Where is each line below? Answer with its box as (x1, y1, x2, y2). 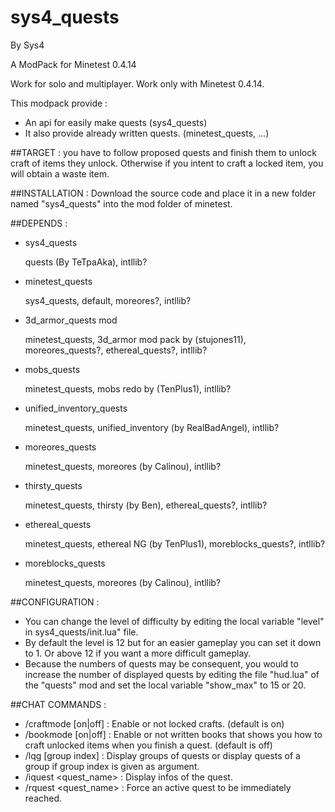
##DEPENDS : (10, 217, 68, 229)
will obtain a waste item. (10, 167, 110, 180)
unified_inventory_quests (24, 402, 128, 414)
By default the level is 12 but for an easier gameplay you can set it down (24, 636, 322, 648)
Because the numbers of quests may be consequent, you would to (24, 657, 299, 670)
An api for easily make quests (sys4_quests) (24, 116, 208, 128)
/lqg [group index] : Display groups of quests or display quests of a (24, 749, 301, 761)
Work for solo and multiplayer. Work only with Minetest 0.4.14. (10, 77, 265, 90)
